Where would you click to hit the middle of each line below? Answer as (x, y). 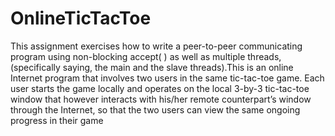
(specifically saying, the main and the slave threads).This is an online (152, 67)
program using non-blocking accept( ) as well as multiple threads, (146, 56)
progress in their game (57, 120)
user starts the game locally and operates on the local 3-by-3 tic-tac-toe (160, 88)
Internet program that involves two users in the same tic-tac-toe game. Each (167, 78)
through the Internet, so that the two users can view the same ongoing (155, 109)
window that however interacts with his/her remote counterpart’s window (161, 99)
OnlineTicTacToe (81, 18)
